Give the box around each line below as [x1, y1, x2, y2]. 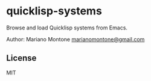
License [6, 53, 37, 64]
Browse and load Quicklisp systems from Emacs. [6, 24, 128, 31]
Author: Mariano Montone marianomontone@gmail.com [6, 35, 145, 43]
